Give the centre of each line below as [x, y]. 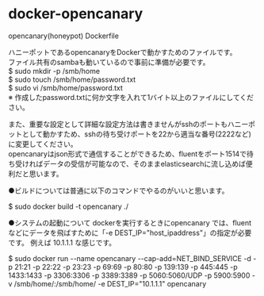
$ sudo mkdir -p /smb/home [54, 71]
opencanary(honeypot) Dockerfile [63, 36]
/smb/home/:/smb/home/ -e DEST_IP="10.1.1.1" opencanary [110, 283]
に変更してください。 [43, 144]
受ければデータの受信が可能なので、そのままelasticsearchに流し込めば [130, 163]
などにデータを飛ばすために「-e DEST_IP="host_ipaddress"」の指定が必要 [130, 233]
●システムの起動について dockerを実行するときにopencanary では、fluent [130, 222]
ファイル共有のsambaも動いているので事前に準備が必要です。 [109, 62]
